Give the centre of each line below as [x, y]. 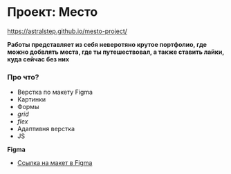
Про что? [23, 77]
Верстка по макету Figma [55, 92]
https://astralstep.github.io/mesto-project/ [67, 31]
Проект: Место [53, 12]
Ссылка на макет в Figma [55, 163]
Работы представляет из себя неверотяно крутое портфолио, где [107, 44]
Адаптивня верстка [46, 129]
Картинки [31, 99]
